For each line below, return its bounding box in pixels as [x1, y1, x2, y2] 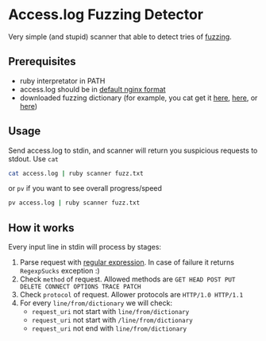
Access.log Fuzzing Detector [8, 6, 204, 24]
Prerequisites [8, 55, 76, 68]
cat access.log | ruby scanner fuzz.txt [8, 169, 145, 177]
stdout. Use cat [8, 153, 60, 164]
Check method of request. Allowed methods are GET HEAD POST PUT [19, 274, 236, 284]
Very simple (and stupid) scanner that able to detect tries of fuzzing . [8, 32, 232, 41]
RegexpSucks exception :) [19, 266, 101, 276]
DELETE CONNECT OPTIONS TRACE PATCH [19, 283, 141, 291]
